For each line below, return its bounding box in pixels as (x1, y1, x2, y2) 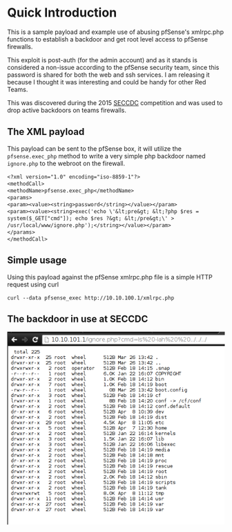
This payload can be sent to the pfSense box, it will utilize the (7, 144, 182, 153)
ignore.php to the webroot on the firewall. (7, 159, 126, 167)
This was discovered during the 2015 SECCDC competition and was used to (7, 98, 223, 107)
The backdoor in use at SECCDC (7, 313, 148, 324)
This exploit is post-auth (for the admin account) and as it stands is (7, 55, 198, 64)
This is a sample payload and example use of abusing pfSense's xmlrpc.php (7, 28, 224, 36)
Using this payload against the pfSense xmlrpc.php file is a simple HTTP (7, 273, 213, 281)
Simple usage (7, 255, 67, 266)
